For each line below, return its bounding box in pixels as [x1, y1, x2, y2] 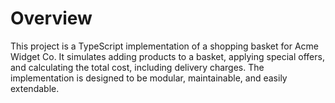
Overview [10, 7, 93, 30]
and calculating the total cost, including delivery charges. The [10, 61, 265, 73]
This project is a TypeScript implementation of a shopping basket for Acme [10, 40, 319, 52]
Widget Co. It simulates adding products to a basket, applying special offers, [10, 50, 325, 62]
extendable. [10, 82, 60, 94]
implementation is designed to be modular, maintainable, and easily [10, 72, 288, 84]
